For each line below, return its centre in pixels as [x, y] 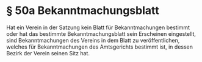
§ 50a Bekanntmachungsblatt [83, 11]
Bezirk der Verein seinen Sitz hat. [48, 53]
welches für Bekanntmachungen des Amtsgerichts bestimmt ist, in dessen [100, 47]
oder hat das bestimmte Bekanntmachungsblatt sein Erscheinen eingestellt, [101, 33]
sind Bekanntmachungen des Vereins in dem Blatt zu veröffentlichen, [93, 40]
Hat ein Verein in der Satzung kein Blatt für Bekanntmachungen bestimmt [98, 27]
